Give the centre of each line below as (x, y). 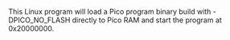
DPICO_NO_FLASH (39, 20)
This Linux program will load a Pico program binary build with (110, 12)
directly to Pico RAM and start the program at (147, 20)
